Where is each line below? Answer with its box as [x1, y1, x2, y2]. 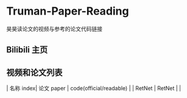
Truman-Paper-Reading [6, 4, 129, 18]
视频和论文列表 [6, 67, 63, 77]
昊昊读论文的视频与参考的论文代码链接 [6, 25, 102, 32]
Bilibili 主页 [6, 44, 48, 55]
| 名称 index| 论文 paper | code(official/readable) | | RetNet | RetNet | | [6, 85, 182, 92]
